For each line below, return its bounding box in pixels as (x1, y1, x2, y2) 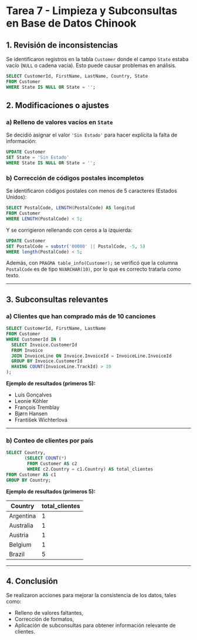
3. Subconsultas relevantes (6, 294, 108, 304)
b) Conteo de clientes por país (6, 436, 94, 445)
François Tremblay (14, 404, 60, 411)
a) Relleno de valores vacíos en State (6, 118, 113, 126)
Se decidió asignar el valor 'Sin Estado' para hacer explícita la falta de (6, 131, 178, 139)
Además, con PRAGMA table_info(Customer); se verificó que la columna (6, 259, 178, 266)
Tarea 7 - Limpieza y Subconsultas (6, 4, 178, 18)
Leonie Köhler (14, 398, 49, 405)
